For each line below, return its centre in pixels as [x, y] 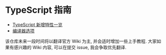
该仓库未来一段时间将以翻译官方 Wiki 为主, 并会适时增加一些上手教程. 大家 [81, 41]
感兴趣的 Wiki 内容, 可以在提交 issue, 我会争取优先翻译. [70, 47]
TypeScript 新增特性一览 [37, 25]
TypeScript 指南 [38, 10]
